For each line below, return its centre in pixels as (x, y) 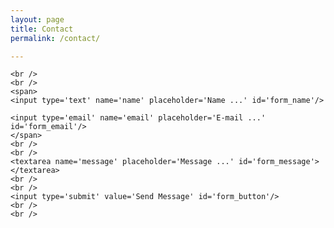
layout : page (37, 19)
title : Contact (42, 29)
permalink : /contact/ (55, 38)
